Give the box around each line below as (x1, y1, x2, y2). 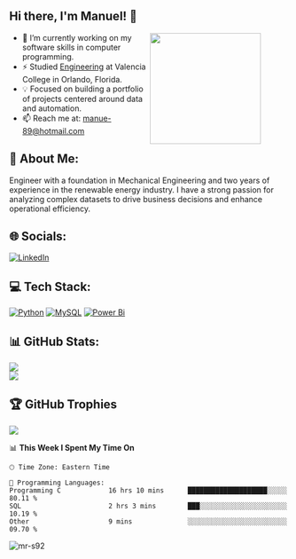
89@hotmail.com (21, 125, 85, 136)
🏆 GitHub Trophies (9, 397, 118, 413)
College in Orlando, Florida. (21, 74, 122, 84)
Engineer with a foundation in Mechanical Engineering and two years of (9, 175, 270, 185)
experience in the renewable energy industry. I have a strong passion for (9, 184, 275, 195)
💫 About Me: (9, 152, 80, 167)
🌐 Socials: (9, 229, 67, 244)
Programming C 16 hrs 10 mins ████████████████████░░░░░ (9, 485, 288, 495)
